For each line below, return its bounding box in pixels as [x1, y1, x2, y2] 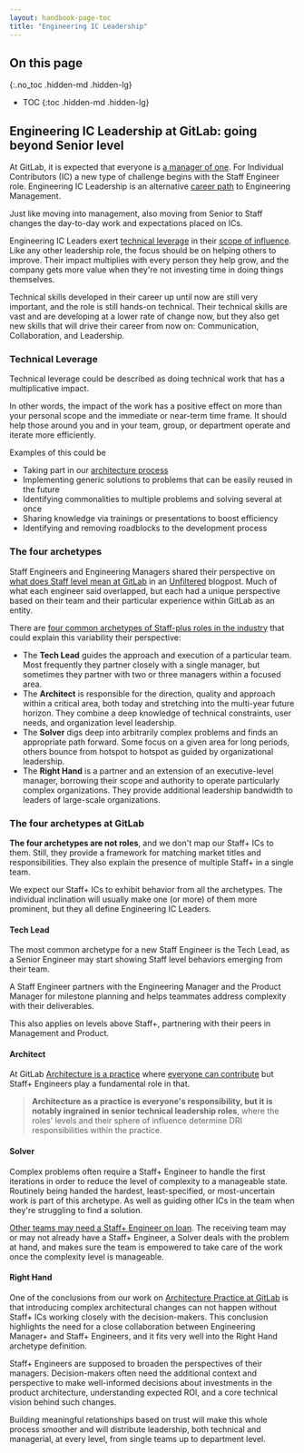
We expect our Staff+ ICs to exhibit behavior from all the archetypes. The [9, 885, 283, 895]
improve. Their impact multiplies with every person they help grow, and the [9, 255, 289, 266]
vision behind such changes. [9, 1396, 117, 1408]
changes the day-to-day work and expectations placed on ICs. [9, 218, 243, 229]
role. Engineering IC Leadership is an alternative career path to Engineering [9, 181, 291, 192]
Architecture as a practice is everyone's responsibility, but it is [31, 1096, 274, 1107]
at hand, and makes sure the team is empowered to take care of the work [9, 1241, 283, 1252]
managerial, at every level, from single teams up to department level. [9, 1433, 266, 1444]
